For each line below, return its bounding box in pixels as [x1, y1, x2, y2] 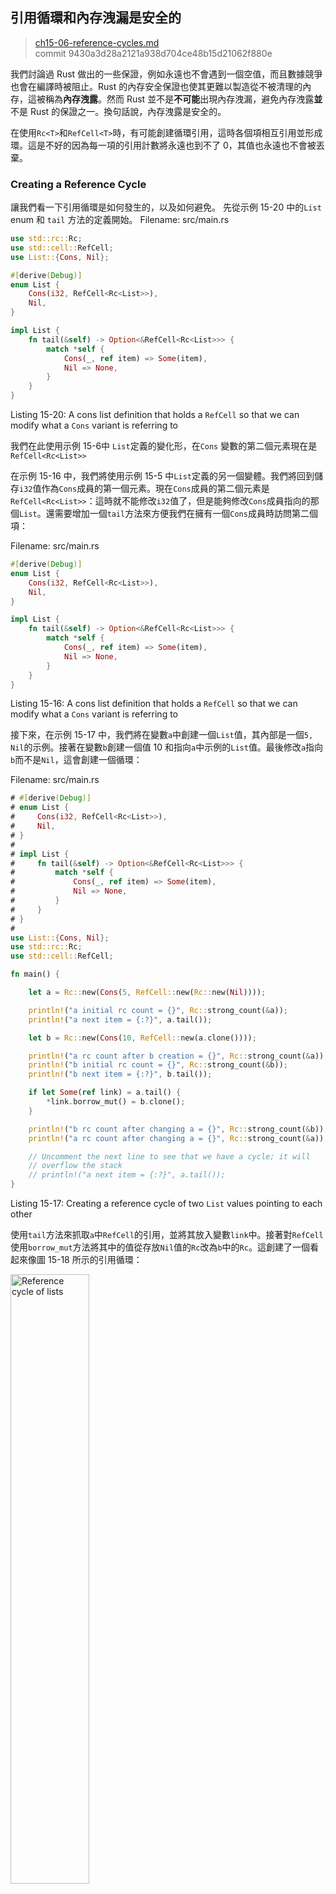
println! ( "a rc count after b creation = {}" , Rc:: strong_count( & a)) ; [28, 1051, 329, 1061]
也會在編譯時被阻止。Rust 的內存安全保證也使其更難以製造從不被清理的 [10, 80, 303, 92]
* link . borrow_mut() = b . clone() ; [46, 1097, 186, 1107]
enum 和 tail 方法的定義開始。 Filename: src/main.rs [10, 214, 230, 226]
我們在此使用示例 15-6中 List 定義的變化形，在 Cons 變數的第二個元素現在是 [10, 440, 318, 452]
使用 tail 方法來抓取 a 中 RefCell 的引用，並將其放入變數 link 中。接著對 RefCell [10, 1229, 324, 1241]
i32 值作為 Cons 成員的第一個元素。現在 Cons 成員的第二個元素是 [19, 483, 270, 495]
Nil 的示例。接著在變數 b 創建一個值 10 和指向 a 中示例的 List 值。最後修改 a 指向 [10, 741, 324, 753]
